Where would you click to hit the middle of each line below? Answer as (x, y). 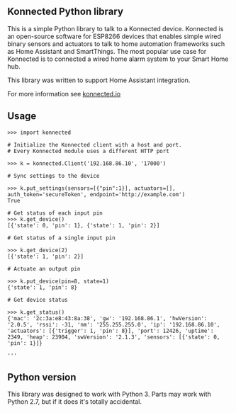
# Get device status (38, 300)
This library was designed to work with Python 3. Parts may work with (109, 394)
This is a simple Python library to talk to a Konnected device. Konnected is (116, 28)
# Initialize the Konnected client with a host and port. (95, 145)
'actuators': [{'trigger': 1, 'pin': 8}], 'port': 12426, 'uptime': (111, 331)
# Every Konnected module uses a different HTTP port (89, 151)
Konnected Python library (66, 12)
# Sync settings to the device (54, 176)
